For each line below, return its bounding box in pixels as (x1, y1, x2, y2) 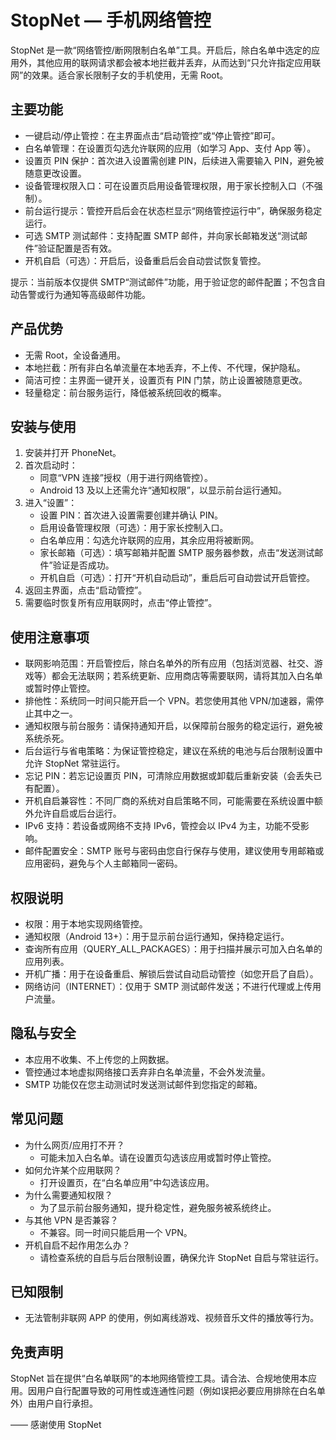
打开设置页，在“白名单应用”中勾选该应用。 (39, 1176, 215, 1188)
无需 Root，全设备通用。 (24, 349, 126, 361)
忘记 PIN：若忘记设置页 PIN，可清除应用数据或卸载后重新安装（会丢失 (24, 770, 314, 782)
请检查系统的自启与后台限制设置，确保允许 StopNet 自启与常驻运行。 (39, 1251, 325, 1263)
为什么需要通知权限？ (24, 1189, 113, 1201)
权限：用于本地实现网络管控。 (24, 918, 148, 930)
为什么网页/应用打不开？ (24, 1139, 125, 1151)
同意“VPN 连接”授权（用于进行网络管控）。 (39, 472, 214, 484)
